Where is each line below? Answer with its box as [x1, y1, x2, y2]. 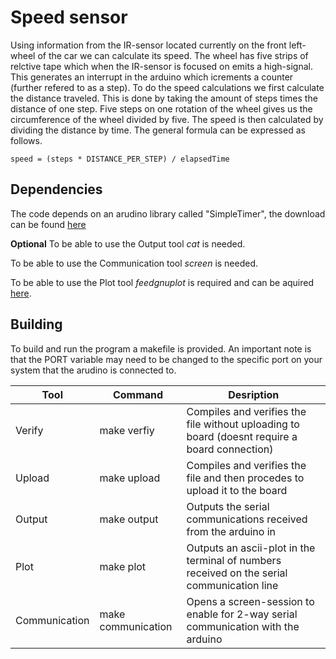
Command [112, 387, 164, 401]
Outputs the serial [186, 499, 270, 513]
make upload [99, 471, 161, 485]
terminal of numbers [186, 553, 282, 567]
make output [99, 512, 159, 526]
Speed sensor [10, 6, 128, 29]
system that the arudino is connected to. [10, 364, 177, 376]
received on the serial [186, 566, 288, 580]
